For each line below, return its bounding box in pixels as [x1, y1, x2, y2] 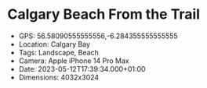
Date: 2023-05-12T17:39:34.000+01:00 [18, 64, 146, 73]
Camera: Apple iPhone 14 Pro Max [18, 56, 130, 65]
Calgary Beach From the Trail [7, 5, 201, 23]
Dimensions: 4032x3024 [18, 72, 100, 82]
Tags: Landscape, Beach [18, 48, 99, 57]
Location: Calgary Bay [18, 39, 91, 48]
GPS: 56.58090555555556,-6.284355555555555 [18, 31, 178, 40]
